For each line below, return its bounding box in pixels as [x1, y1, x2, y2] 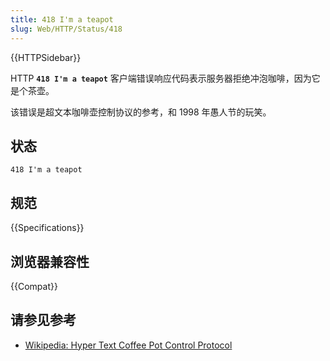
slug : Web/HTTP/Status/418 [10, 24, 123, 34]
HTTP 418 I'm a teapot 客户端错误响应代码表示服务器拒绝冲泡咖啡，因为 [10, 72, 312, 84]
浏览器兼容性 [10, 253, 90, 270]
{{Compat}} [10, 280, 58, 292]
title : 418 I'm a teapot [10, 14, 114, 25]
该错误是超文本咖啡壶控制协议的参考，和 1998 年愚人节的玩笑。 [10, 106, 272, 118]
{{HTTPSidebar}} [10, 51, 82, 63]
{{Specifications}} [10, 222, 85, 234]
